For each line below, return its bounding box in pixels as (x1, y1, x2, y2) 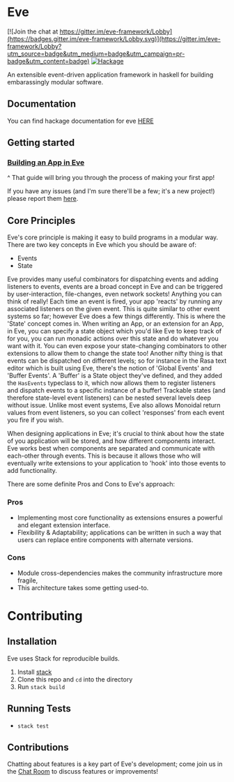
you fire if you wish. (7, 416, 64, 424)
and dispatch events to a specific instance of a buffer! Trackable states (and (7, 386, 226, 395)
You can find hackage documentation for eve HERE (7, 116, 155, 125)
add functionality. (7, 467, 58, 475)
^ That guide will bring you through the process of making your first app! (7, 174, 215, 182)
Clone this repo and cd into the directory (17, 675, 133, 684)
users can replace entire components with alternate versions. (17, 535, 194, 544)
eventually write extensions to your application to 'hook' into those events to (7, 459, 226, 467)
